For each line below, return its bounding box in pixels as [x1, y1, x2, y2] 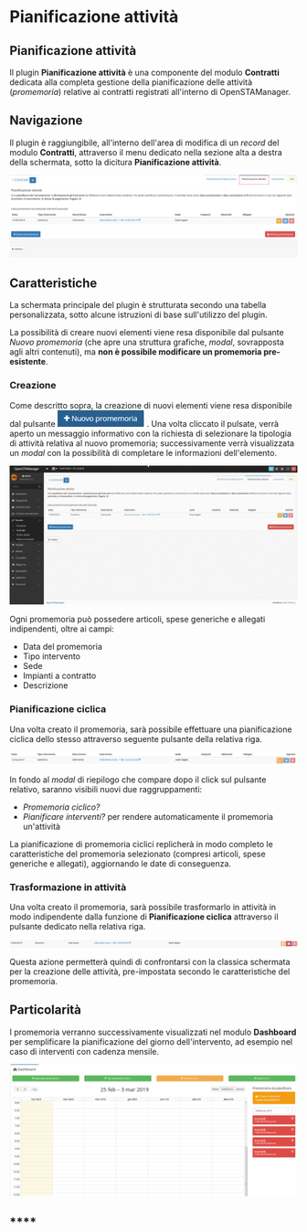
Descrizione [22, 680, 69, 691]
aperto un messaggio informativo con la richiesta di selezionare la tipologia [9, 428, 292, 439]
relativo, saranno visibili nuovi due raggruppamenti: [9, 783, 203, 794]
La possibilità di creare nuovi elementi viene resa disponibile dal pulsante [9, 327, 285, 338]
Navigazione [9, 112, 83, 129]
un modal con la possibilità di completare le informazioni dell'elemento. [9, 447, 277, 458]
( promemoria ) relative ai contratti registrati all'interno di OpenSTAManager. [9, 87, 291, 97]
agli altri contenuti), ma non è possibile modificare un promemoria [9, 346, 262, 357]
